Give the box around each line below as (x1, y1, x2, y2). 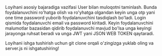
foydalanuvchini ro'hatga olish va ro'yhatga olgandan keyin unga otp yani (5, 9, 156, 15)
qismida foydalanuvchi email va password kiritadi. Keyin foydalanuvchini (5, 20, 154, 26)
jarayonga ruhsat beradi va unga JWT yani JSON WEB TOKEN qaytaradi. (5, 31, 155, 36)
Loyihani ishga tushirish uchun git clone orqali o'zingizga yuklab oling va (5, 40, 154, 46)
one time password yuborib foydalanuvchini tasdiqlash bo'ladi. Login (5, 15, 146, 20)
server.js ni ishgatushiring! (5, 46, 59, 51)
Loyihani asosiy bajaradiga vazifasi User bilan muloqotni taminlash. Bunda (5, 4, 157, 10)
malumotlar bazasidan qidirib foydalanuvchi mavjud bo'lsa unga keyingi (5, 25, 152, 31)
